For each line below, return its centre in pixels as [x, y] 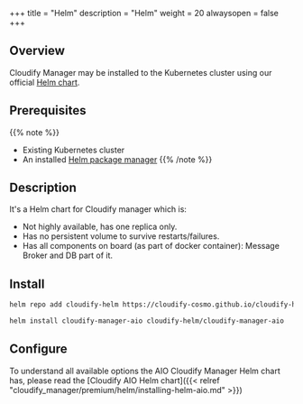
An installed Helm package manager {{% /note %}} [117, 159]
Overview [37, 51]
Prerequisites [48, 110]
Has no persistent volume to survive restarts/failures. [121, 236]
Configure [38, 349]
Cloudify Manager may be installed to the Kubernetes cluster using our [141, 72]
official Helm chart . [45, 82]
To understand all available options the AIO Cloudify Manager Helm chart [145, 371]
